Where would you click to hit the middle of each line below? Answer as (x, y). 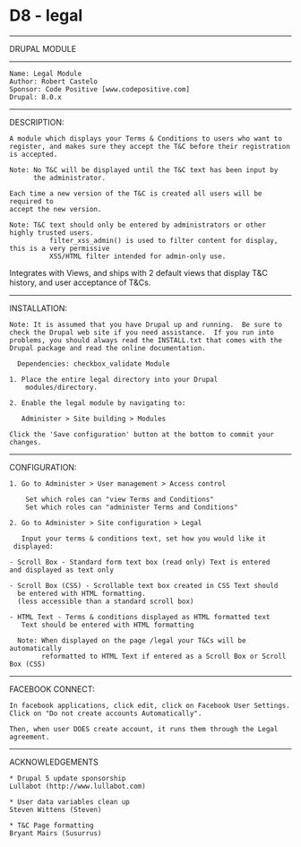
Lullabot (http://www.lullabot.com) (77, 786)
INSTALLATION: (39, 308)
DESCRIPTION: (37, 122)
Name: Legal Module (46, 73)
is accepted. (34, 154)
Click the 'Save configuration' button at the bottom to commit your (142, 434)
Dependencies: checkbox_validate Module (94, 364)
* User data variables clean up (69, 802)
